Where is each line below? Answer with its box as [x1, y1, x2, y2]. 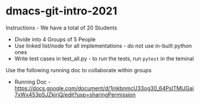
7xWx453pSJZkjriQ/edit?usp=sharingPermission [14, 91, 136, 98]
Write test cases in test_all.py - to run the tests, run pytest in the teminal [14, 55, 194, 62]
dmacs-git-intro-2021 [5, 4, 117, 18]
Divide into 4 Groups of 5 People [14, 35, 96, 43]
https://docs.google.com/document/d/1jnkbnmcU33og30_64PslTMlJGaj [14, 84, 194, 91]
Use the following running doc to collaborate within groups [5, 66, 152, 73]
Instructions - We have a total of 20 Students [5, 24, 117, 31]
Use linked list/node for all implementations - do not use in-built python [14, 42, 192, 49]
